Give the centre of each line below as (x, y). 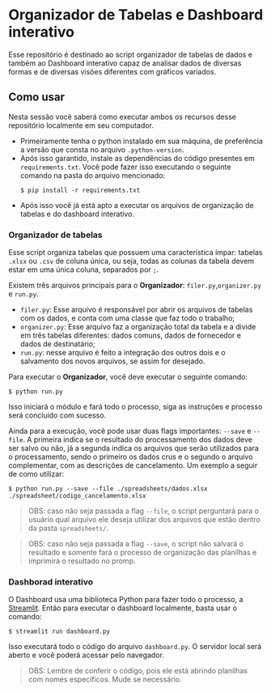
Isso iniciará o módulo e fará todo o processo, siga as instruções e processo (135, 407)
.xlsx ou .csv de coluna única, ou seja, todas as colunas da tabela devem (131, 261)
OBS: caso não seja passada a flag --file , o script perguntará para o (143, 511)
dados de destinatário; (57, 344)
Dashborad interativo (51, 582)
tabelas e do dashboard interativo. (77, 214)
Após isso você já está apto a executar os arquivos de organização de (137, 205)
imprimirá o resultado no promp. (82, 561)
